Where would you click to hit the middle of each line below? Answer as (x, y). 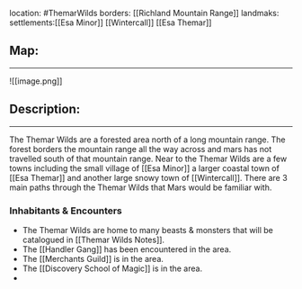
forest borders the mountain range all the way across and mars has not (141, 149)
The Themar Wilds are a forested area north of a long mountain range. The (147, 140)
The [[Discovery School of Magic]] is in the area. (112, 268)
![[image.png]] (36, 81)
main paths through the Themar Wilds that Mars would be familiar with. (141, 187)
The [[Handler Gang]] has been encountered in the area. (127, 249)
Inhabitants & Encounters (66, 211)
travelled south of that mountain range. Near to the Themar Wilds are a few (148, 158)
